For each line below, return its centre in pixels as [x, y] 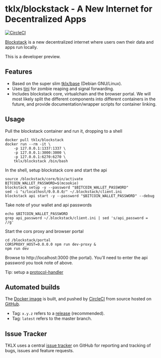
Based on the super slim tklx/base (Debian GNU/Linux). [67, 83]
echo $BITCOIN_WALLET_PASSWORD [37, 214]
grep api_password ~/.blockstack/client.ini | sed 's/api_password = [77, 218]
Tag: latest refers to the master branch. [52, 319]
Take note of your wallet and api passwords [48, 205]
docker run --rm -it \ [28, 144]
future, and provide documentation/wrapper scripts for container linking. [84, 104]
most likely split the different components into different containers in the [84, 99]
